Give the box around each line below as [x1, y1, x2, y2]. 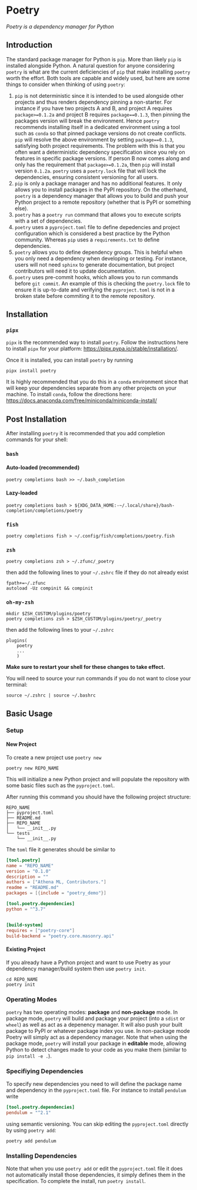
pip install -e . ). [6, 1052, 52, 1059]
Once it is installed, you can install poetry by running [6, 357, 133, 364]
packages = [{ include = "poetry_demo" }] [6, 890, 107, 896]
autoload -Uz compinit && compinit [6, 585, 94, 592]
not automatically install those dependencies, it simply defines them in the [6, 1171, 186, 1178]
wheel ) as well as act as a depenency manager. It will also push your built [6, 1021, 183, 1028]
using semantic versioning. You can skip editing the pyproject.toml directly [6, 1121, 189, 1128]
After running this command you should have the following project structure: [6, 793, 191, 800]
